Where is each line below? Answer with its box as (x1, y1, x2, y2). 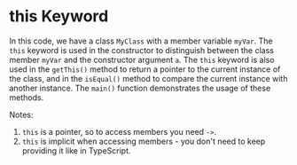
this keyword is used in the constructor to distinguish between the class (9, 44, 275, 55)
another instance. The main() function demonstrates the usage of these (9, 82, 271, 93)
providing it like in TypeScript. (21, 145, 131, 156)
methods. (9, 91, 44, 103)
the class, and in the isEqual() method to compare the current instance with (9, 73, 288, 83)
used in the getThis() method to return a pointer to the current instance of (9, 64, 281, 75)
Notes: (9, 109, 34, 120)
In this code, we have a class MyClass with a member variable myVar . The (9, 35, 273, 46)
